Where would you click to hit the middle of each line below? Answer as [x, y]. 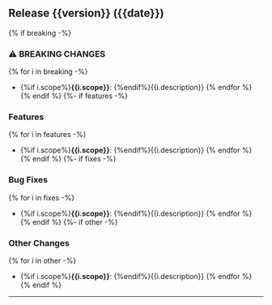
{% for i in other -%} [42, 260]
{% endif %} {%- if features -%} [74, 96]
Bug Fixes [28, 180]
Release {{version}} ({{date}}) [86, 13]
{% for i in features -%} [47, 135]
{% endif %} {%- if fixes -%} [68, 159]
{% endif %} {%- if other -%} [69, 221]
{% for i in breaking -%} [48, 71]
